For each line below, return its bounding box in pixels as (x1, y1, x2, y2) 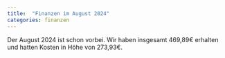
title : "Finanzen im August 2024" (7, 10, 110, 17)
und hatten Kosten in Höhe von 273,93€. (7, 43, 123, 51)
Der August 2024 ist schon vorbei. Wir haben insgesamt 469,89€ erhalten (7, 35, 219, 43)
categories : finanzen (7, 17, 70, 23)
